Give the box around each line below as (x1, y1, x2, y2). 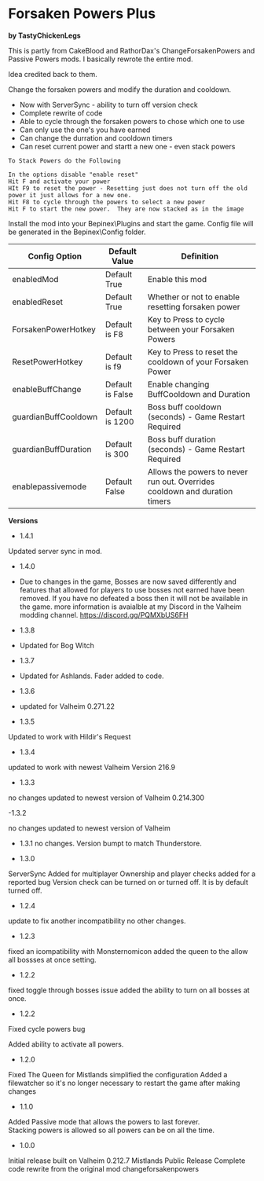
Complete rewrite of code (19, 108, 103, 118)
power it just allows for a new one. (8, 191, 132, 199)
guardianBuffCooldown (12, 411, 98, 422)
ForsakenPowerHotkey (12, 324, 97, 335)
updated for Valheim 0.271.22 (19, 701, 115, 711)
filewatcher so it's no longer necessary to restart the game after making (8, 1078, 240, 1087)
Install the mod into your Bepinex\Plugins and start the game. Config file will (8, 218, 254, 228)
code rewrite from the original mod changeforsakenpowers (8, 1164, 199, 1173)
